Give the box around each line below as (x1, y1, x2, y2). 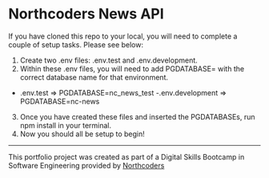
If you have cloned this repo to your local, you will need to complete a (8, 31, 238, 41)
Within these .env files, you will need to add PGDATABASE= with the (19, 63, 245, 73)
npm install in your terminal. (19, 120, 112, 130)
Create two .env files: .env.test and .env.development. (19, 55, 198, 65)
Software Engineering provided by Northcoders (8, 160, 165, 170)
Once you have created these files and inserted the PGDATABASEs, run (19, 111, 255, 121)
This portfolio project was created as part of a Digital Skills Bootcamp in (8, 152, 245, 161)
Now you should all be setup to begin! (19, 129, 146, 139)
